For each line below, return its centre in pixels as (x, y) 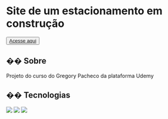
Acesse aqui (23, 41)
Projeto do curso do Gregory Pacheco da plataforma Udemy (80, 76)
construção (35, 24)
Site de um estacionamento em (84, 11)
